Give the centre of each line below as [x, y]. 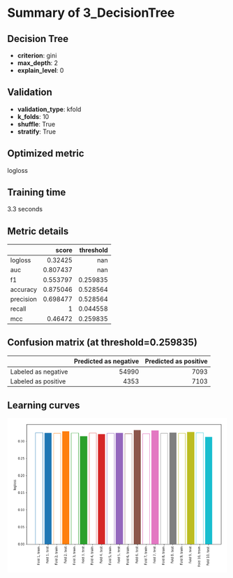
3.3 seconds [25, 209]
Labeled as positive [38, 381]
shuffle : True [36, 124]
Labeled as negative [39, 372]
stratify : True [37, 132]
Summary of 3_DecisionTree [91, 13]
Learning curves [44, 405]
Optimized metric [46, 154]
